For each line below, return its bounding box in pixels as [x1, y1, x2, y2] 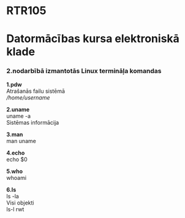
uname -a [6, 112, 31, 120]
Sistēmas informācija [6, 119, 59, 126]
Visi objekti [6, 199, 34, 206]
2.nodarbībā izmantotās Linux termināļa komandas [6, 67, 162, 76]
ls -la [6, 192, 20, 200]
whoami [6, 174, 26, 181]
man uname [6, 137, 37, 144]
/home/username [6, 93, 50, 101]
